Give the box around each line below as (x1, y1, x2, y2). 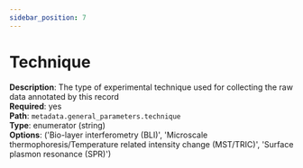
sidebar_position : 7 (9, 13, 87, 22)
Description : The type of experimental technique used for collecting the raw (9, 82, 293, 93)
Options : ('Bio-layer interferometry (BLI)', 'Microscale (9, 129, 208, 140)
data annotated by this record (9, 91, 120, 102)
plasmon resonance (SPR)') (9, 148, 112, 159)
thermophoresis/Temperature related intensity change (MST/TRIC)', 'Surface (9, 138, 294, 149)
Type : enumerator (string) (9, 119, 106, 130)
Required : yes (9, 101, 62, 111)
